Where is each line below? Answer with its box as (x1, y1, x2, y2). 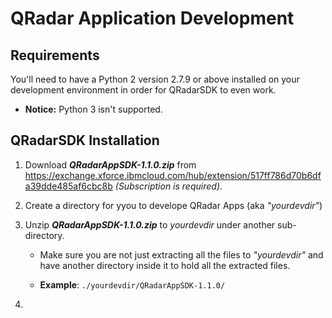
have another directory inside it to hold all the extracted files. (39, 259, 291, 271)
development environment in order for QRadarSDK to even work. (10, 84, 277, 96)
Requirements (10, 47, 100, 64)
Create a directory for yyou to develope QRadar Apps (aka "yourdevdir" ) (24, 199, 323, 211)
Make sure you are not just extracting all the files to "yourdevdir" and (39, 248, 324, 261)
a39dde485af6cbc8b (24, 180, 113, 192)
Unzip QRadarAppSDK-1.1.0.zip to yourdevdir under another (24, 218, 276, 231)
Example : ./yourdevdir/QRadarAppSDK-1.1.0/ (39, 278, 226, 291)
